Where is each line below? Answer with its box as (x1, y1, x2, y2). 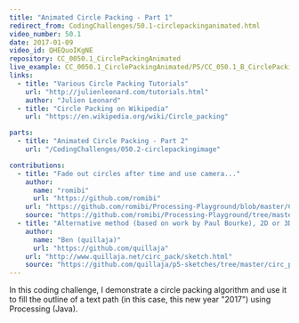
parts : (9, 128, 34, 138)
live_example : (9, 63, 62, 72)
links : (9, 71, 34, 80)
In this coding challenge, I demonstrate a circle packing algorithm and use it (9, 285, 287, 295)
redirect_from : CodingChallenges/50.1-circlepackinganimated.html (9, 21, 261, 30)
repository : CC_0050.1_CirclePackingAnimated (9, 54, 181, 63)
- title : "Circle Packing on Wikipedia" (17, 104, 169, 113)
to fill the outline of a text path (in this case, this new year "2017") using (9, 295, 271, 305)
